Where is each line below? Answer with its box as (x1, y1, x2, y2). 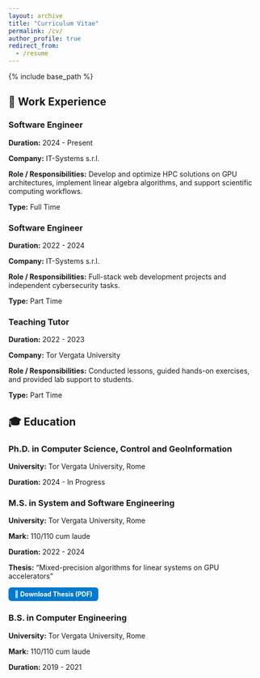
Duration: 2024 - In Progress (8, 477, 106, 486)
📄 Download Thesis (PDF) (15, 590, 93, 599)
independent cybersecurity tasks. (8, 280, 120, 290)
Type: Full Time (8, 201, 61, 211)
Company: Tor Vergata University (8, 350, 121, 360)
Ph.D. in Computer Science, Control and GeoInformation (8, 443, 233, 454)
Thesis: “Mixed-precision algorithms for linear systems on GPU (8, 563, 220, 573)
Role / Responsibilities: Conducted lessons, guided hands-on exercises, (8, 366, 250, 376)
